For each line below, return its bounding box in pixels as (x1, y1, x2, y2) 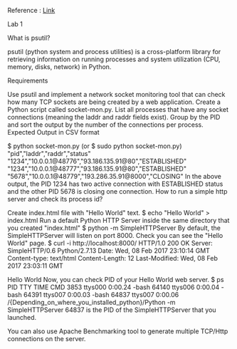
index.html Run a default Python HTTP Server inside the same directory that (7, 217, 230, 224)
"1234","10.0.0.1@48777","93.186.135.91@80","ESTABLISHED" (7, 165, 187, 173)
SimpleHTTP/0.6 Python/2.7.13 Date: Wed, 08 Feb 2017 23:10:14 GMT (7, 246, 210, 255)
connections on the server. (7, 335, 86, 343)
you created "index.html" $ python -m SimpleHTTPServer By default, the (7, 224, 221, 232)
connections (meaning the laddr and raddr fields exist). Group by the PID (7, 113, 221, 121)
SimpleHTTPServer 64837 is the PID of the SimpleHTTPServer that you (7, 306, 216, 314)
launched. (7, 313, 37, 321)
